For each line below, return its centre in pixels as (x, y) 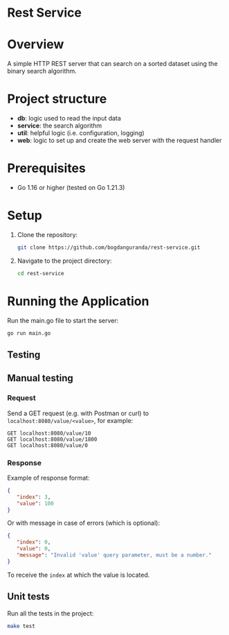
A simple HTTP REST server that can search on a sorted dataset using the (112, 64)
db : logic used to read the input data (69, 119)
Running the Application (78, 301)
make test (21, 626)
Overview (36, 45)
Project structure (57, 99)
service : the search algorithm (59, 125)
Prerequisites (47, 168)
